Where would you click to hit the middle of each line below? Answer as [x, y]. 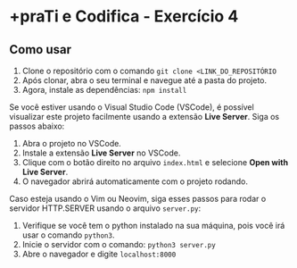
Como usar [41, 50]
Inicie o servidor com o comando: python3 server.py [119, 244]
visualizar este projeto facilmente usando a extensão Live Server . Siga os [144, 117]
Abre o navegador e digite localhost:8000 [99, 254]
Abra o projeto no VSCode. [72, 143]
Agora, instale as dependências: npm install [104, 90]
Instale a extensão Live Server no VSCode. [101, 153]
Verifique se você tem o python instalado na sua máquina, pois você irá [153, 226]
